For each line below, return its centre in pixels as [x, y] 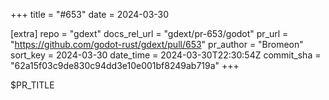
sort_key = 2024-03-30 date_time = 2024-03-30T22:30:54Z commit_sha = [166, 55]
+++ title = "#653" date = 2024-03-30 [90, 14]
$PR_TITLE [32, 85]
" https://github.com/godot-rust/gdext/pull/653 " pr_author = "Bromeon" [157, 44]
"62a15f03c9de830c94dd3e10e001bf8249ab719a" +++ [125, 65]
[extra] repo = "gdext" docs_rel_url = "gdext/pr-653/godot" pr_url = [149, 33]
